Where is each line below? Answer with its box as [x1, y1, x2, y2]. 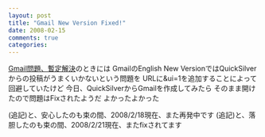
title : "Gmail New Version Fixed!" [8, 19, 127, 27]
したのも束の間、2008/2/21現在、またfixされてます [14, 120, 182, 130]
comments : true [8, 33, 59, 42]
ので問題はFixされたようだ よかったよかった [14, 93, 160, 103]
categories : [8, 41, 48, 49]
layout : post [8, 11, 52, 20]
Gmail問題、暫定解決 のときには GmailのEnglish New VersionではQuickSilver [8, 64, 257, 74]
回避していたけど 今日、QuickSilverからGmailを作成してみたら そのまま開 [8, 84, 249, 93]
